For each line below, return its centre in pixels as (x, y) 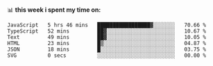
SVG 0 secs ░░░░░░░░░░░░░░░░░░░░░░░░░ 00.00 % (107, 56)
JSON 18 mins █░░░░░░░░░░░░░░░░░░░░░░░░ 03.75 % (107, 49)
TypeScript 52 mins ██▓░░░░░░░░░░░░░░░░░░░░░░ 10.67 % (107, 31)
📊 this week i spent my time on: (54, 10)
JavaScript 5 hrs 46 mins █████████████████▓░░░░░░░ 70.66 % (107, 25)
